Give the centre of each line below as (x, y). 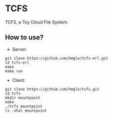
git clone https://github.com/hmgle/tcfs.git (52, 89)
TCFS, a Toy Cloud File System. (37, 22)
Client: (19, 80)
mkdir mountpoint (23, 98)
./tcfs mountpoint (24, 106)
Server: (20, 49)
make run (14, 71)
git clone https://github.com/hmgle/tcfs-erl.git (57, 58)
